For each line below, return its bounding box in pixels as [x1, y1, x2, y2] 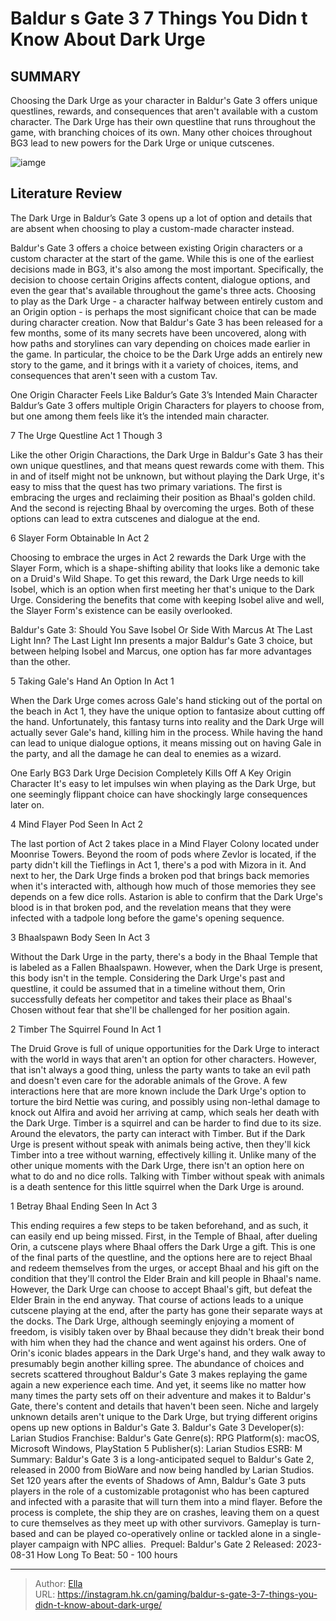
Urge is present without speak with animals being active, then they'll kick [10, 1138, 311, 1150]
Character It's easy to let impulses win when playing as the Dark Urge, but [10, 777, 317, 789]
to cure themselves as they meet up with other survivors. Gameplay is [10, 1517, 298, 1529]
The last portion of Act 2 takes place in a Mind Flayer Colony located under [10, 837, 320, 849]
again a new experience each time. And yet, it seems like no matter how [10, 1378, 307, 1391]
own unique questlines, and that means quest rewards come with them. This [10, 459, 325, 471]
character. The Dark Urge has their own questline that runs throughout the [10, 116, 316, 127]
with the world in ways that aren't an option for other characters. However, [10, 1053, 317, 1065]
